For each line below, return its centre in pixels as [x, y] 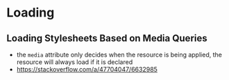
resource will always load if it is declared [75, 62]
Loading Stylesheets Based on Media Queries [107, 38]
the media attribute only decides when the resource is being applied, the [119, 54]
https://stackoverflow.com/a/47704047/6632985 [87, 69]
